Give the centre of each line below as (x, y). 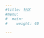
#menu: (12, 14)
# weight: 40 (22, 23)
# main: (14, 19)
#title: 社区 (18, 10)
